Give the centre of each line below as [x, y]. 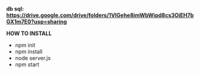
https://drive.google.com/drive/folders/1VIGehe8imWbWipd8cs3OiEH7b [100, 15]
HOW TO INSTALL [29, 33]
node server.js [33, 58]
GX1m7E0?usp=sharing [37, 22]
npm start [27, 64]
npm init [25, 45]
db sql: [15, 9]
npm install [29, 52]
